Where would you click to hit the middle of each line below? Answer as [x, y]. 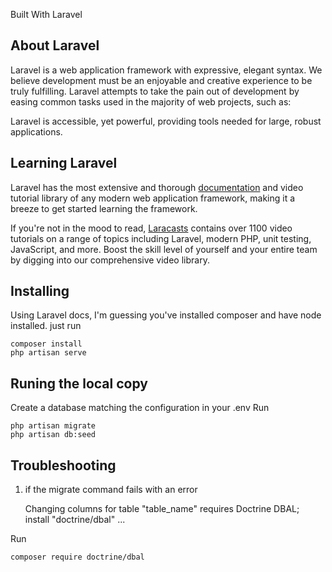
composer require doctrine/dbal [77, 557]
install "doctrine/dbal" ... [75, 520]
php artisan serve [48, 353]
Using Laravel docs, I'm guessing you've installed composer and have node [166, 315]
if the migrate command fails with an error [111, 490]
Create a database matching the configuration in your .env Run [140, 408]
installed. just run [46, 326]
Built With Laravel [46, 14]
